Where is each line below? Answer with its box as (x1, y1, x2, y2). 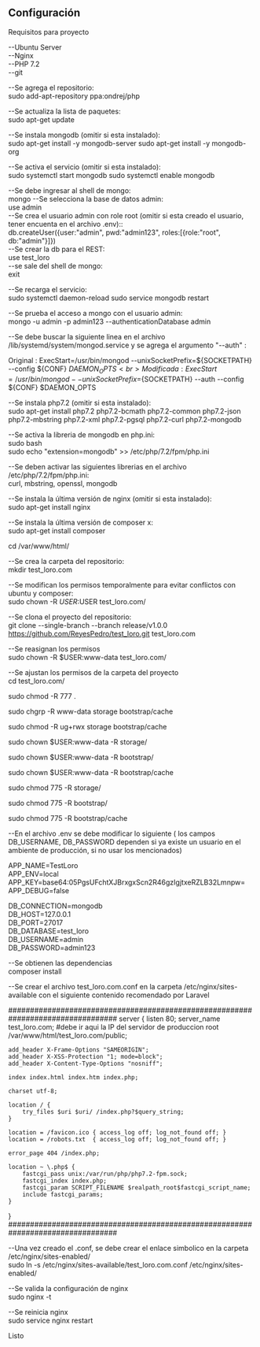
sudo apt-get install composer (8, 525, 106, 535)
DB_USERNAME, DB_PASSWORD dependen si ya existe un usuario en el (8, 837, 241, 846)
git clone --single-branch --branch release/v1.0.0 (8, 620, 167, 629)
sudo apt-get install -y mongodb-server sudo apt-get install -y (8, 138, 211, 148)
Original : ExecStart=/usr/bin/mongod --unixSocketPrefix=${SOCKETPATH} (8, 355, 253, 365)
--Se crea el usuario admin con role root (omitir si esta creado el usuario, (8, 210, 244, 220)
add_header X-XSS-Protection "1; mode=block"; (8, 1052, 163, 1060)
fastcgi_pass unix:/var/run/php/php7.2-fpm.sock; (22, 1170, 189, 1178)
